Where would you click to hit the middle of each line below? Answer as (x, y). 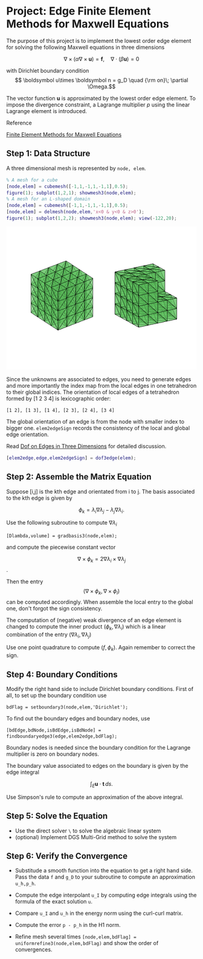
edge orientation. (28, 434)
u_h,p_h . (25, 883)
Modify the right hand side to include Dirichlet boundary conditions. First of (100, 689)
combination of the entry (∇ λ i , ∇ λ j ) (49, 635)
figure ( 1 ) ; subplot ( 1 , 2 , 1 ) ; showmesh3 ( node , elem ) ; (71, 193)
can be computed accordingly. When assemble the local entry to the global (100, 602)
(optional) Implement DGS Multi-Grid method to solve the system (96, 837)
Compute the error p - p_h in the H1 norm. (68, 925)
